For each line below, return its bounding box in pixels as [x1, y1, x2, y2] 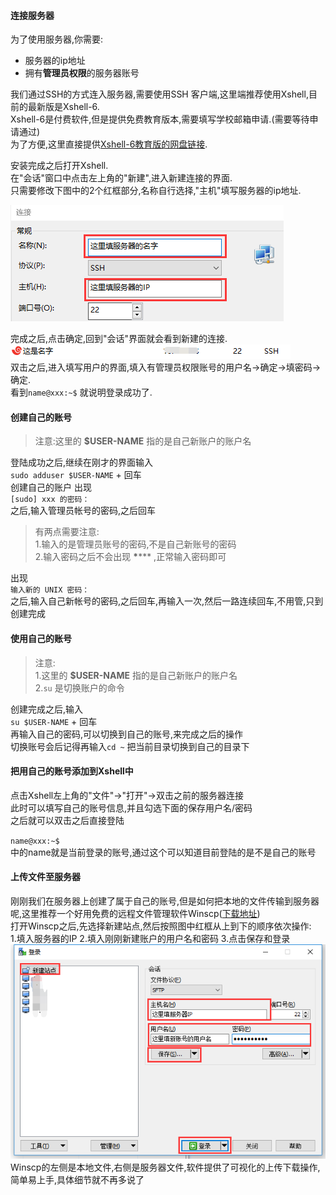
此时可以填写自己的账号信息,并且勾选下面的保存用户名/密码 [10, 801, 253, 814]
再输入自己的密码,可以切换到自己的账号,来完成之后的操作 [10, 728, 244, 740]
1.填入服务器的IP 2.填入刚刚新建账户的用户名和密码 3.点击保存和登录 [10, 933, 291, 945]
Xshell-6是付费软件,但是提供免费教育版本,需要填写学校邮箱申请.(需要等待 [10, 113, 310, 125]
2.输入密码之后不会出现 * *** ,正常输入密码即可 [34, 551, 227, 563]
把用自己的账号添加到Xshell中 [10, 765, 134, 777]
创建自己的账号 [10, 411, 72, 423]
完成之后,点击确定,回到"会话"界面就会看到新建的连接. [10, 333, 228, 345]
